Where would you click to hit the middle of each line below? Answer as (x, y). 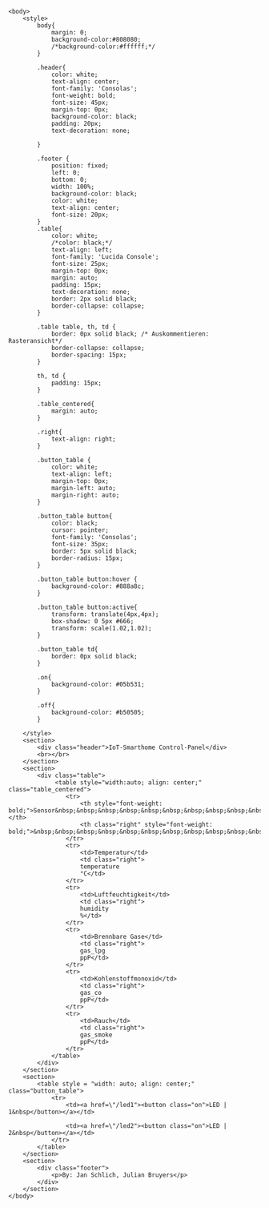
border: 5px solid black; (94, 551)
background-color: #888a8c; (98, 586)
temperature (100, 867)
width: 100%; (72, 187)
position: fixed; (80, 166)
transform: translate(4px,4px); (105, 614)
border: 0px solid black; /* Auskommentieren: (130, 334)
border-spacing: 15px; (89, 355)
